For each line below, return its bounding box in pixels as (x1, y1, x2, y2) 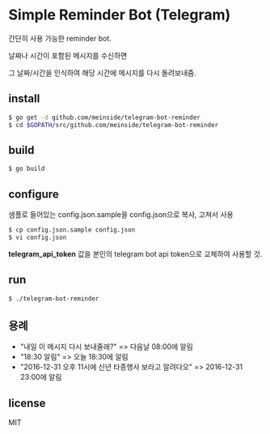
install (8, 91, 40, 106)
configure (8, 187, 59, 201)
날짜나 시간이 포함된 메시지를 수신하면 (8, 50, 128, 60)
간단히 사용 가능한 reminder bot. (8, 33, 112, 43)
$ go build (8, 164, 45, 173)
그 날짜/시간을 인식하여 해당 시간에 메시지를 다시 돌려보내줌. (8, 67, 196, 78)
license (8, 396, 46, 410)
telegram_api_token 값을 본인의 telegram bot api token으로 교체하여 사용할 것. (8, 249, 263, 258)
